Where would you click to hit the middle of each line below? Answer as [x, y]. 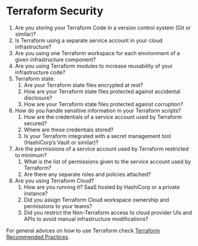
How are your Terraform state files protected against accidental [102, 91]
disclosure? [38, 98]
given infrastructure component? [55, 59]
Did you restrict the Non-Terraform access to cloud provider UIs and [108, 212]
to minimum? [31, 155]
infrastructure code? [40, 72]
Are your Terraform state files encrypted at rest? [83, 85]
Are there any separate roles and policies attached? [87, 174]
